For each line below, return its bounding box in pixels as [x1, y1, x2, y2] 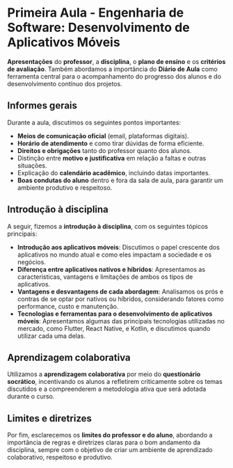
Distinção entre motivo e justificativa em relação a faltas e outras [17, 154, 207, 162]
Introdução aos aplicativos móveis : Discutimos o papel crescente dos [17, 243, 220, 251]
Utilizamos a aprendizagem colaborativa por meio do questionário [7, 370, 201, 378]
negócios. [17, 257, 47, 266]
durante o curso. [7, 392, 55, 401]
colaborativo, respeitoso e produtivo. [7, 453, 113, 462]
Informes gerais [7, 99, 78, 112]
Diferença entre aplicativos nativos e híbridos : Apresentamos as [17, 265, 206, 273]
